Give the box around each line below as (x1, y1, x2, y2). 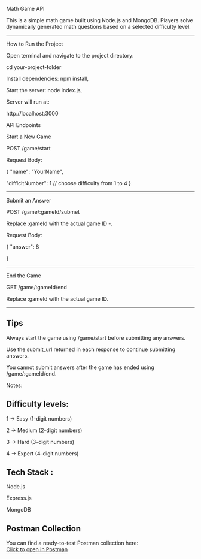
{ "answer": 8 (6, 243, 39, 250)
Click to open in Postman (6, 546, 68, 553)
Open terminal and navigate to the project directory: (6, 52, 134, 59)
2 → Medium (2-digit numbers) (6, 427, 83, 434)
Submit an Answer (6, 197, 52, 204)
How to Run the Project (6, 40, 63, 47)
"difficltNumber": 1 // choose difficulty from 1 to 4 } (6, 180, 132, 186)
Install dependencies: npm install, (6, 75, 89, 82)
